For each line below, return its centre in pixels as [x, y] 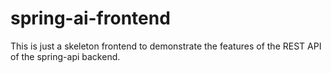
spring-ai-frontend [90, 18]
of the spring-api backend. [65, 56]
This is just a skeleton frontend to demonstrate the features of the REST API [166, 46]
